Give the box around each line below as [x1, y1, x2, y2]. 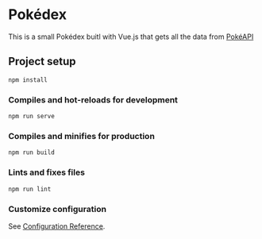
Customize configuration [8, 203, 107, 214]
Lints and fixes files [8, 167, 86, 178]
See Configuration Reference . [8, 221, 106, 231]
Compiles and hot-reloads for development [8, 94, 179, 105]
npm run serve [8, 113, 56, 121]
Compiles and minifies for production [8, 130, 155, 141]
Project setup [8, 55, 77, 68]
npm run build [8, 148, 56, 156]
